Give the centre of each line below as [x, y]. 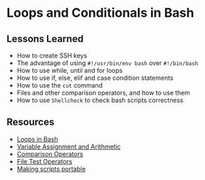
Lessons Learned [45, 39]
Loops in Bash [37, 139]
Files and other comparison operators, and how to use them [103, 93]
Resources [31, 122]
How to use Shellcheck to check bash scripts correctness [100, 100]
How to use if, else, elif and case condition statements [95, 78]
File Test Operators [45, 161]
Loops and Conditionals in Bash [100, 13]
